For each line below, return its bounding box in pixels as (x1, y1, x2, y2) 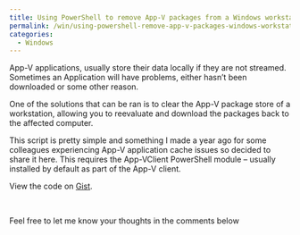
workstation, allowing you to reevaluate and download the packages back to (9, 108, 290, 119)
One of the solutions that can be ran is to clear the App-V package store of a (9, 99, 291, 110)
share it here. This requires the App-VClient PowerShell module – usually (9, 154, 277, 165)
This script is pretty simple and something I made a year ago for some (9, 135, 267, 146)
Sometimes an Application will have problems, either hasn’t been (9, 72, 247, 83)
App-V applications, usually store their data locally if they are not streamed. (9, 63, 287, 73)
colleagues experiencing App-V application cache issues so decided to (9, 145, 271, 155)
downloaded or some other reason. (9, 81, 139, 92)
